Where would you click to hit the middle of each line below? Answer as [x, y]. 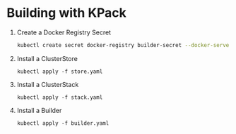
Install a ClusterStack [48, 84]
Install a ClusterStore [47, 58]
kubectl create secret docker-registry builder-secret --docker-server [124, 45]
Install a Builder [39, 110]
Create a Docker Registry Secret [64, 32]
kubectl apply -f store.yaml [60, 72]
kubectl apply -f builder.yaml [63, 123]
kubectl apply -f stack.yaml [60, 97]
